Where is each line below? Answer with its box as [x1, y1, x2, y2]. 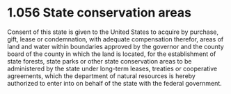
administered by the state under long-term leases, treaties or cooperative [7, 64, 218, 73]
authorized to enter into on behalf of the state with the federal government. [7, 79, 223, 87]
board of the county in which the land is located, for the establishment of [7, 50, 216, 58]
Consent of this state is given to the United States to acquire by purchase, [7, 28, 219, 36]
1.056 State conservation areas [7, 5, 191, 21]
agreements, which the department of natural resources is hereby [7, 71, 196, 80]
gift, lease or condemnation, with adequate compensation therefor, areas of [7, 35, 224, 43]
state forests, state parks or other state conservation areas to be [7, 57, 193, 65]
